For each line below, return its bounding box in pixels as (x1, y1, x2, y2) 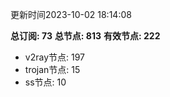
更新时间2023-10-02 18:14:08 (10, 9, 132, 20)
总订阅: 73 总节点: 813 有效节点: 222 (10, 30, 161, 42)
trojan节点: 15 (24, 64, 81, 75)
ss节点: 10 (24, 76, 67, 88)
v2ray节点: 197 (24, 51, 85, 63)
